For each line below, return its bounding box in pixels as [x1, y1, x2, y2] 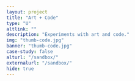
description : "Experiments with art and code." [6, 32, 130, 38]
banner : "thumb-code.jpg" [6, 43, 72, 49]
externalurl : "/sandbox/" [6, 60, 72, 66]
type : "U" [6, 20, 32, 26]
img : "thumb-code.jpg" [6, 37, 64, 43]
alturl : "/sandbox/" [6, 54, 59, 60]
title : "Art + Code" [6, 15, 59, 21]
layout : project [6, 9, 48, 15]
